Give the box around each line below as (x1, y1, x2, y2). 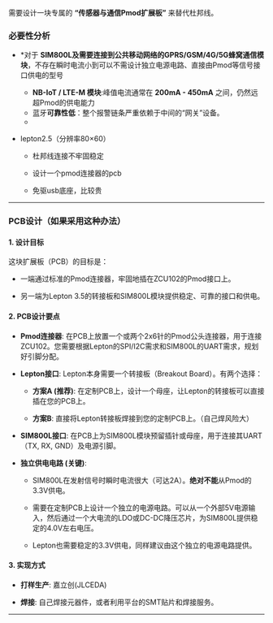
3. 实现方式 (8, 560, 46, 570)
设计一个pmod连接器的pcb (32, 168, 122, 178)
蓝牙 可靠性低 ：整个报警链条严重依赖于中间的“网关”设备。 (32, 108, 224, 118)
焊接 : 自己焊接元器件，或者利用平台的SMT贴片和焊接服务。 (19, 597, 219, 607)
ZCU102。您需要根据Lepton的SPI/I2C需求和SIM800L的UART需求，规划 (19, 341, 259, 351)
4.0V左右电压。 (46, 523, 99, 533)
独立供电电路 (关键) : (19, 458, 87, 468)
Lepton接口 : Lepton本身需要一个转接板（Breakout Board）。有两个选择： (19, 369, 262, 379)
